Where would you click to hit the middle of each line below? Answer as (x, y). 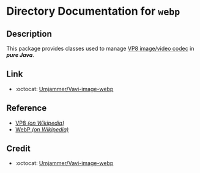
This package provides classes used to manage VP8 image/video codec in (100, 48)
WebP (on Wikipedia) (42, 129)
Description (29, 34)
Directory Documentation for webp (93, 11)
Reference (27, 108)
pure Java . (20, 55)
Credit (18, 149)
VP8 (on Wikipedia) (40, 123)
